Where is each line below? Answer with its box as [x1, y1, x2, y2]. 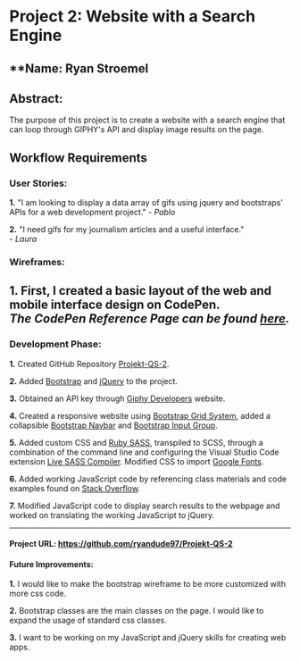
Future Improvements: [9, 558, 94, 569]
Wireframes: [9, 256, 65, 268]
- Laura [9, 234, 37, 245]
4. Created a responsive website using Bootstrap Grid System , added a [9, 410, 271, 421]
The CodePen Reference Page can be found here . [9, 311, 290, 327]
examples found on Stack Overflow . [9, 482, 141, 493]
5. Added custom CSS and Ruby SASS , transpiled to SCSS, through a [9, 437, 263, 448]
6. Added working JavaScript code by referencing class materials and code [9, 473, 287, 484]
